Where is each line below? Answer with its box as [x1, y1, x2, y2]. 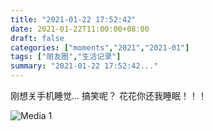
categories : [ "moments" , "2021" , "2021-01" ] [10, 42, 190, 53]
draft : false [10, 33, 65, 43]
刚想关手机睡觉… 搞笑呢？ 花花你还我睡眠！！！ [10, 90, 207, 101]
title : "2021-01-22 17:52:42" [10, 14, 137, 25]
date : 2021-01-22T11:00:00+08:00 [10, 24, 150, 34]
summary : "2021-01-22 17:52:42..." [10, 61, 159, 71]
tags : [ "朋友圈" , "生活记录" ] [10, 52, 122, 62]
